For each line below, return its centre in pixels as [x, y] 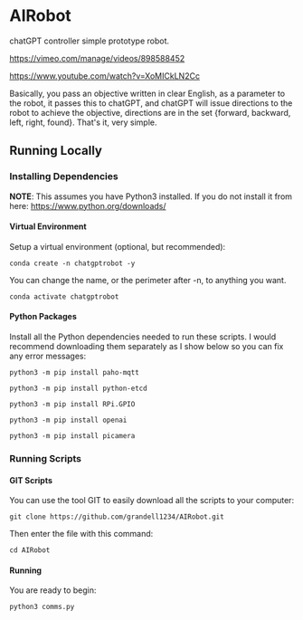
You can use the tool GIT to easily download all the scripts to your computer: [152, 501]
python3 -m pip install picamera [72, 436]
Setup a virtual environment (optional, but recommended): [118, 246]
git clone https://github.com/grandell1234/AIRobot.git [117, 517]
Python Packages [43, 317]
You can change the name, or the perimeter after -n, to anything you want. [148, 280]
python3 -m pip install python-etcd [78, 389]
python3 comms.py [42, 607]
